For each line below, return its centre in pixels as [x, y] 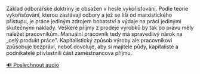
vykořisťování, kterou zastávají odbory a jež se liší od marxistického [89, 15]
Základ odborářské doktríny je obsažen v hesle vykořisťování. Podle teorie [97, 9]
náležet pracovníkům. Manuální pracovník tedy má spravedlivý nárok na [95, 34]
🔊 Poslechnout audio [33, 65]
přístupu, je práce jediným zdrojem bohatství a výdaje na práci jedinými [94, 21]
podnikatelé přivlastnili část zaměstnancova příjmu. [69, 53]
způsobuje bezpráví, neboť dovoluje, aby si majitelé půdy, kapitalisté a [93, 47]
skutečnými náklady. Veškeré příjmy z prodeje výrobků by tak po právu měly [100, 27]
